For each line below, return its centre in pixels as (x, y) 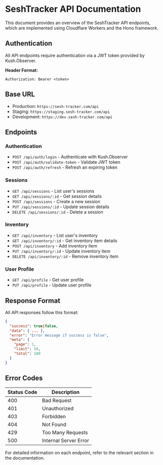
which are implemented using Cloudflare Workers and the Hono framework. (82, 28)
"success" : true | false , (34, 326)
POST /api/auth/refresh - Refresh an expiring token (65, 167)
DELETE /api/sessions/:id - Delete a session (58, 212)
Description (65, 392)
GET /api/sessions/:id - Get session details (57, 196)
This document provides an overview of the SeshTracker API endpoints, (78, 23)
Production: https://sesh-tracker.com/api (56, 106)
